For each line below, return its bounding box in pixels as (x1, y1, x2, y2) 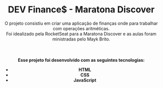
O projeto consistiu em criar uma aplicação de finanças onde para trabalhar (4, 20, 158, 26)
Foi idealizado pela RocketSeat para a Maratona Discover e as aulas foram (5, 31, 157, 37)
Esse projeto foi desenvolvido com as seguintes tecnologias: (18, 57, 145, 63)
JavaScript (73, 77, 97, 83)
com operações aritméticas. (53, 25, 110, 31)
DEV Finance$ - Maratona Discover (8, 4, 155, 15)
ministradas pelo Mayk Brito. (52, 36, 110, 42)
